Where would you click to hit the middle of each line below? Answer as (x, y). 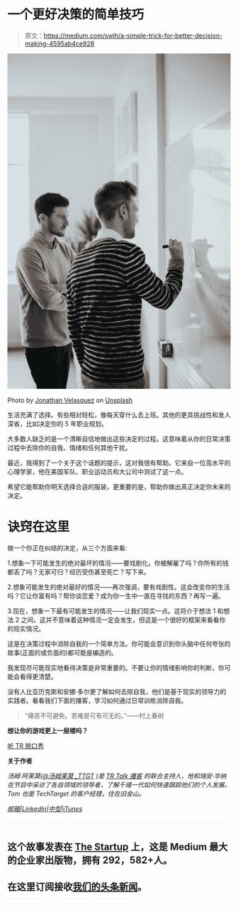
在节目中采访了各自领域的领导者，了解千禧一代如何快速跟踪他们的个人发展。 (119, 784)
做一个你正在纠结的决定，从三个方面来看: (67, 548)
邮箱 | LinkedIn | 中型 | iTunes (45, 808)
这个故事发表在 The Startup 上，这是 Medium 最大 (118, 847)
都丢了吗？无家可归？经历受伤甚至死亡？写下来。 (79, 571)
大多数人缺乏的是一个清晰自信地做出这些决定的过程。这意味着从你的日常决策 (119, 439)
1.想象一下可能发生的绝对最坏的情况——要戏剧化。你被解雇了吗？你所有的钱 (118, 563)
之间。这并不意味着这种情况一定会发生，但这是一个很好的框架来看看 (120, 620)
